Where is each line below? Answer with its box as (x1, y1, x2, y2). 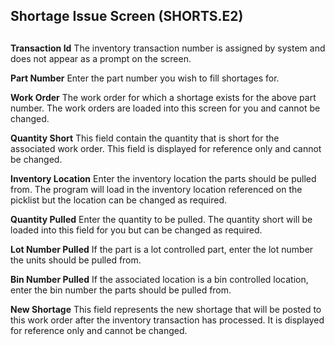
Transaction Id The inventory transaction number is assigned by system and (10, 42, 326, 54)
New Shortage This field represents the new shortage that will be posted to (10, 303, 322, 315)
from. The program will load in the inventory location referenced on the (10, 183, 303, 195)
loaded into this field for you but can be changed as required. (10, 224, 263, 236)
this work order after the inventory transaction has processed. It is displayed (10, 314, 325, 326)
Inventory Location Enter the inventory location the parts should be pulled (10, 172, 317, 184)
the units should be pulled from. (10, 254, 142, 266)
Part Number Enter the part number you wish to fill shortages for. (10, 72, 280, 84)
